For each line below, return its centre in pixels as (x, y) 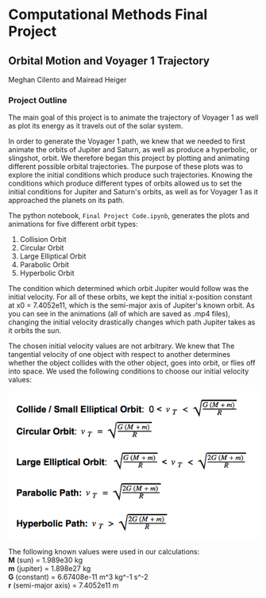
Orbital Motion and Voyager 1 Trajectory (109, 61)
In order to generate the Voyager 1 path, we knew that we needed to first (127, 141)
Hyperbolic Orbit (47, 273)
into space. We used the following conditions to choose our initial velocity (129, 371)
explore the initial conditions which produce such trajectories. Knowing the (130, 175)
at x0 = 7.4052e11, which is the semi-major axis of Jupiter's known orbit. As (132, 305)
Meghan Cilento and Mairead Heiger (67, 80)
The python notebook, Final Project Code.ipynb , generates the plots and (129, 216)
